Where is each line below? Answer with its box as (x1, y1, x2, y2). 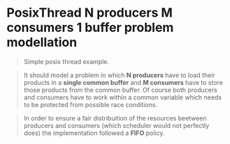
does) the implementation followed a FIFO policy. (23, 129, 165, 137)
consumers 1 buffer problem (6, 19, 174, 35)
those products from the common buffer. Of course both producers (23, 86, 217, 94)
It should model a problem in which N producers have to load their (23, 71, 216, 79)
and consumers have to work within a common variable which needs (23, 93, 222, 102)
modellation (6, 35, 78, 50)
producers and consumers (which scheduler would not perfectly (23, 121, 210, 129)
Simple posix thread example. (23, 57, 110, 65)
